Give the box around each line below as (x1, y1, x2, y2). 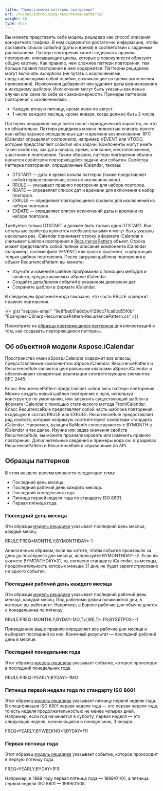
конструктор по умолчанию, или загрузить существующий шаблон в (5, 396, 148, 402)
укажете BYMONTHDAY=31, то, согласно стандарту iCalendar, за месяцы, (5, 558, 158, 564)
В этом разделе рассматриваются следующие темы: (5, 470, 116, 476)
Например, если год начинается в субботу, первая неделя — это (5, 713, 141, 719)
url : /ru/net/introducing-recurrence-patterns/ (5, 12, 104, 17)
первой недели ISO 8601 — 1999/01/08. (5, 781, 86, 787)
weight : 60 (5, 16, 27, 21)
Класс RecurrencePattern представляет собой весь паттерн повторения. (5, 386, 156, 392)
